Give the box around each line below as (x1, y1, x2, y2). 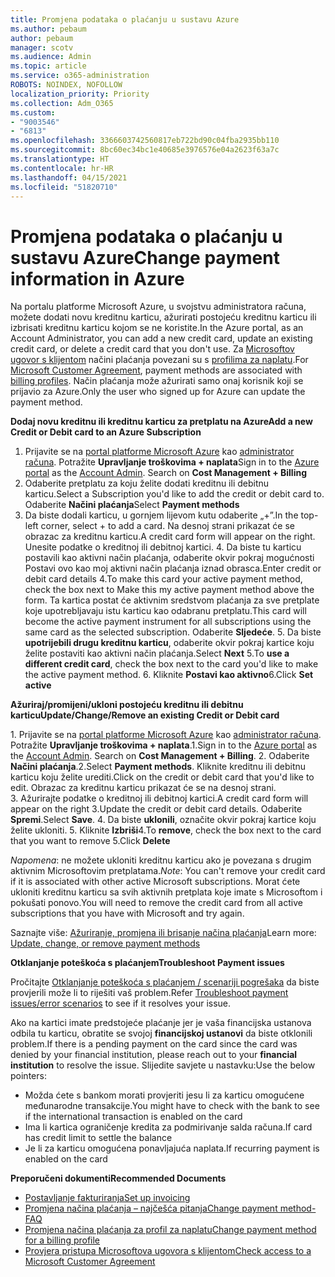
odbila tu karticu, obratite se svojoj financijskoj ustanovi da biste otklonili (10, 1027, 313, 1040)
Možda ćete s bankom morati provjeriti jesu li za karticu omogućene (24, 1089, 305, 1101)
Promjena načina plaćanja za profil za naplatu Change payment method (24, 1224, 317, 1236)
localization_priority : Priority (10, 89, 150, 99)
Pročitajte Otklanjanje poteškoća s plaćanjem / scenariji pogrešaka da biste (10, 976, 320, 988)
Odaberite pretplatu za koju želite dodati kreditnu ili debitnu (24, 477, 270, 490)
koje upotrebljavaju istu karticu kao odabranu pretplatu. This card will (24, 605, 307, 617)
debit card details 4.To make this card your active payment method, (24, 573, 303, 585)
